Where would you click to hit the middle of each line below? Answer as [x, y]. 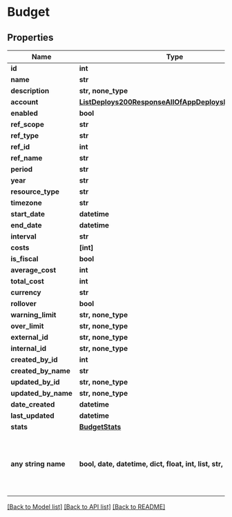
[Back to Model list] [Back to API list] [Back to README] [86, 507]
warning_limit [33, 315]
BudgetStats [100, 427]
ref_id [20, 147]
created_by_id [34, 359]
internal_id [29, 348]
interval [23, 236]
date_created [33, 404]
